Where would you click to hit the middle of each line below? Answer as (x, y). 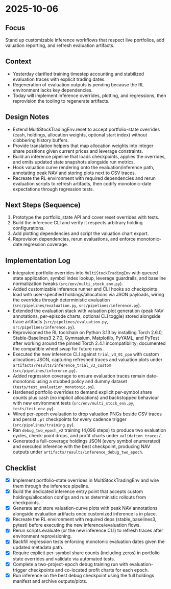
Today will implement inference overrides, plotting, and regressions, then (90, 96)
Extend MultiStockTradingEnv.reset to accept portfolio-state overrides (86, 129)
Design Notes (27, 117)
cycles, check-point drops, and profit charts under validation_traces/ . (87, 436)
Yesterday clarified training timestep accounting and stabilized (78, 74)
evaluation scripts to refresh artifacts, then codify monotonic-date (82, 183)
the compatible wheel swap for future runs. (58, 349)
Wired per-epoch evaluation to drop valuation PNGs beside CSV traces (87, 414)
